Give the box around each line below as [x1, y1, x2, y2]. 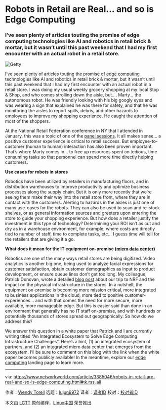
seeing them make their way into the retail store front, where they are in [5, 194, 151, 200]
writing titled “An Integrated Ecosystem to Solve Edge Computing [5, 333, 137, 339]
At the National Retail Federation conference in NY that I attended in [5, 128, 143, 134]
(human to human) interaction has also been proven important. [25, 143, 153, 149]
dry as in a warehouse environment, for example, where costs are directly [5, 226, 155, 232]
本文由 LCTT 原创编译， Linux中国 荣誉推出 [5, 400, 92, 406]
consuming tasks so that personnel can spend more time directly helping [5, 154, 154, 160]
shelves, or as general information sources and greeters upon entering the [5, 210, 157, 216]
